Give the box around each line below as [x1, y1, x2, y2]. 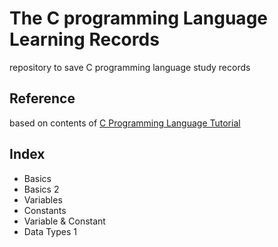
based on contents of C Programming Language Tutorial [9, 117, 241, 129]
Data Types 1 [23, 225, 77, 237]
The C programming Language [9, 7, 268, 30]
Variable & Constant [23, 215, 106, 227]
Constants [23, 204, 67, 216]
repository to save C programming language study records [9, 61, 251, 73]
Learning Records [9, 28, 160, 51]
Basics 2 [23, 183, 60, 195]
